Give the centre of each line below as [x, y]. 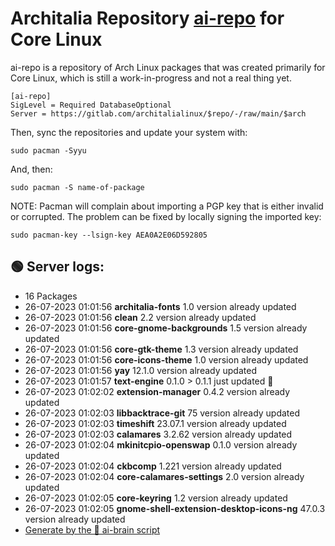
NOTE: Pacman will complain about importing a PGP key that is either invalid [167, 206]
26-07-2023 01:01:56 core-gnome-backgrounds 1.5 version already [166, 328]
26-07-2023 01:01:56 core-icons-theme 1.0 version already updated [166, 359]
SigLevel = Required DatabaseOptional [91, 105]
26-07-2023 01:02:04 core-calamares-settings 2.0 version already [164, 476]
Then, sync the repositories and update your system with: [129, 132]
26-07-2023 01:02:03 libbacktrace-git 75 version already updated [162, 413]
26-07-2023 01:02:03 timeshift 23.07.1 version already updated [155, 423]
